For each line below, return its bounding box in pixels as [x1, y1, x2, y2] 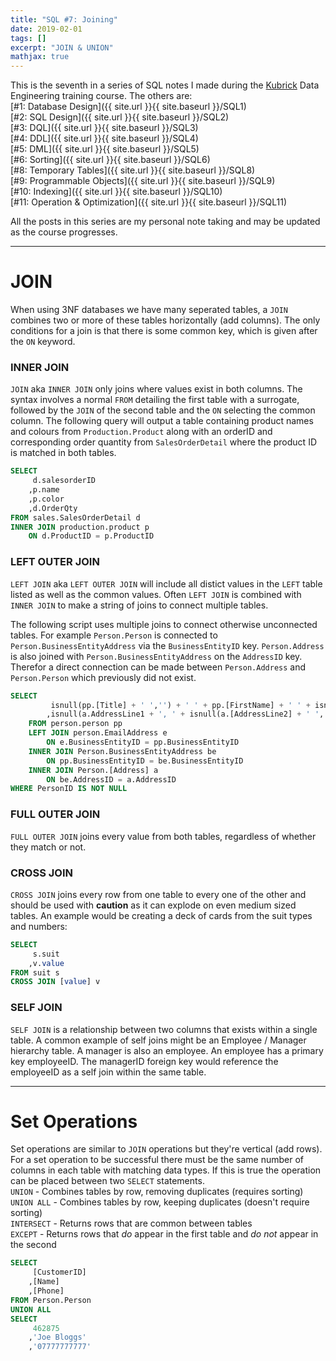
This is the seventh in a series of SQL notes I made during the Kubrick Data [10, 79, 320, 91]
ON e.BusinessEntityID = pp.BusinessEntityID [46, 737, 240, 748]
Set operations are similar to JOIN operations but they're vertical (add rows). [10, 1143, 323, 1155]
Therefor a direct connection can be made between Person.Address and [10, 661, 307, 673]
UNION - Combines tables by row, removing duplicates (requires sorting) [10, 1186, 304, 1198]
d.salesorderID [32, 476, 97, 486]
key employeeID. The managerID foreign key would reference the [10, 1055, 279, 1067]
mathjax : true [10, 52, 70, 62]
